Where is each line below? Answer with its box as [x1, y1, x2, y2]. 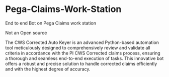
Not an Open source [5, 29, 47, 35]
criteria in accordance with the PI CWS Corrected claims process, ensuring [5, 50, 161, 56]
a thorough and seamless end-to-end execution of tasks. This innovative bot [5, 55, 164, 61]
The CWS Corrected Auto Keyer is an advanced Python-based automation [5, 39, 159, 45]
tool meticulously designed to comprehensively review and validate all [5, 44, 150, 50]
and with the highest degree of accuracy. [5, 66, 91, 72]
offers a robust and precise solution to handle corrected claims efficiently [5, 60, 157, 66]
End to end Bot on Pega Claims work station [5, 20, 97, 26]
